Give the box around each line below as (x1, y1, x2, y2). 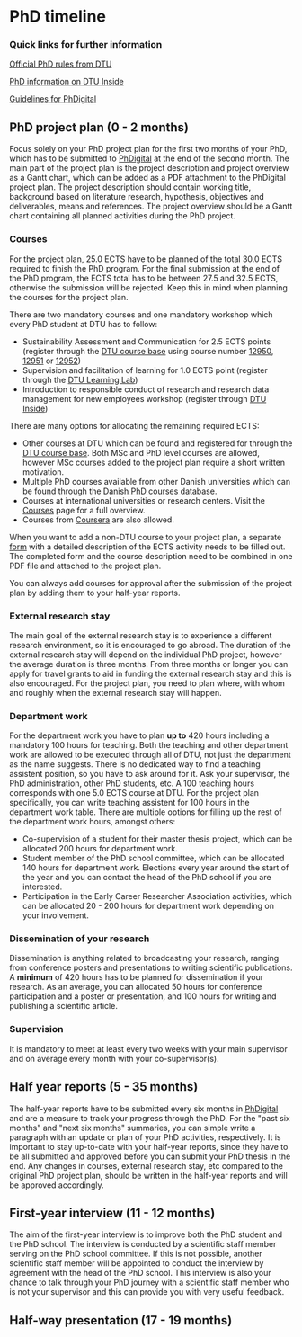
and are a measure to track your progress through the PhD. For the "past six (9, 1112, 290, 1123)
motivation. (22, 466, 65, 477)
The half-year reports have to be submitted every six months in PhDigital (9, 1103, 279, 1114)
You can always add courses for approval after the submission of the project (9, 577, 292, 588)
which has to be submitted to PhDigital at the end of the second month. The (9, 153, 289, 164)
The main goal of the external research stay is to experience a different (9, 629, 272, 640)
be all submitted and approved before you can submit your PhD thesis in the (9, 1151, 291, 1162)
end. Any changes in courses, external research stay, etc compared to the (9, 1160, 283, 1171)
